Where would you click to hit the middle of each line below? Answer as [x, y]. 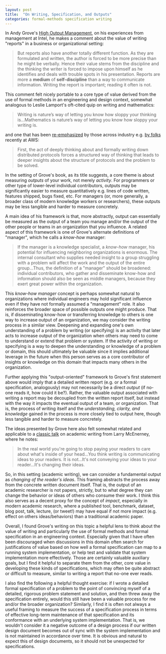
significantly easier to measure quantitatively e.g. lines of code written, [78, 191]
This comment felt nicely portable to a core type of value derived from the [81, 94]
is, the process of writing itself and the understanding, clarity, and [73, 409]
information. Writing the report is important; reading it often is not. [84, 85]
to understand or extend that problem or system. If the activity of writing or [82, 341]
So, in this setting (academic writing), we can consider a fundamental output [83, 474]
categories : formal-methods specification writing [58, 19]
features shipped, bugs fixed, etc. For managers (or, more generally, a [76, 196]
